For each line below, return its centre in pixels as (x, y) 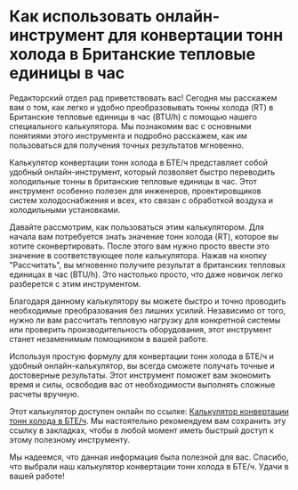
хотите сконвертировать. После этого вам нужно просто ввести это (139, 246)
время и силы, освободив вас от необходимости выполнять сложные (142, 384)
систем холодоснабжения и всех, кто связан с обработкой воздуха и (141, 200)
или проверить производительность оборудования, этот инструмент (141, 329)
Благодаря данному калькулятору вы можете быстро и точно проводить (148, 301)
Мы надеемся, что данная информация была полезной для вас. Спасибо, (149, 457)
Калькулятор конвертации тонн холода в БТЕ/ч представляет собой (139, 162)
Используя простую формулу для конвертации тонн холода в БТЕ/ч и (141, 356)
